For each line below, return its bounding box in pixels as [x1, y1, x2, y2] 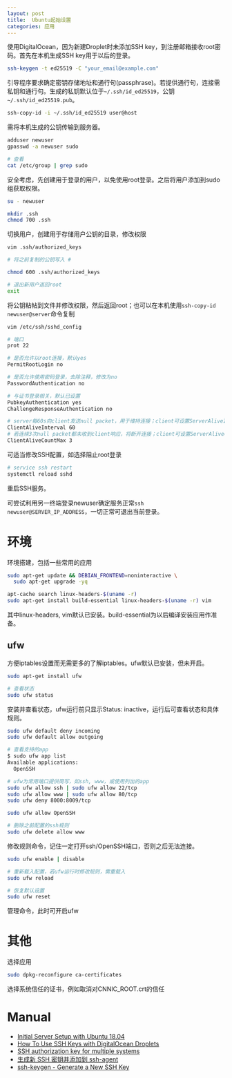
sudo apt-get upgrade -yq [13, 578, 88, 586]
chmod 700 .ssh [7, 217, 51, 224]
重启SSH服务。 [7, 484, 50, 492]
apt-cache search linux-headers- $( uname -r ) [7, 591, 137, 598]
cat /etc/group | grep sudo [7, 162, 88, 169]
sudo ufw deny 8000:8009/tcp [7, 797, 91, 805]
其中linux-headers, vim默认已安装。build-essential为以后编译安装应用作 [7, 610, 211, 619]
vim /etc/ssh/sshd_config [7, 323, 81, 330]
